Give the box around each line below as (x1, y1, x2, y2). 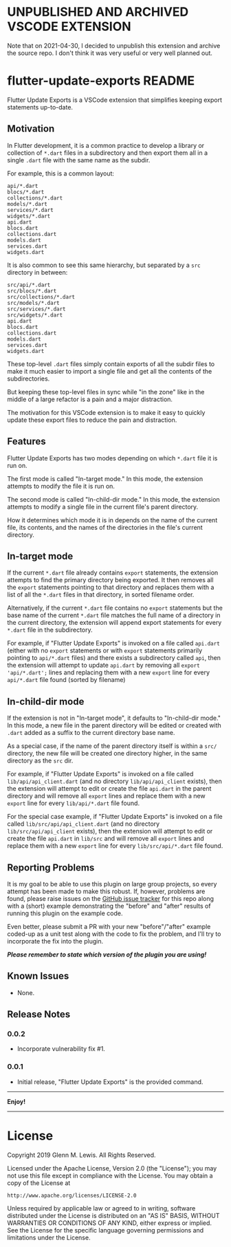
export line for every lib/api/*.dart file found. (7, 799, 140, 807)
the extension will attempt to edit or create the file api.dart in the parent (7, 785, 212, 793)
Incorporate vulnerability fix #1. (16, 1045, 105, 1053)
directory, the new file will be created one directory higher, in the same (7, 749, 208, 758)
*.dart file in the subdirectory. (7, 626, 93, 634)
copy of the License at (7, 1178, 71, 1187)
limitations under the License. (7, 1233, 91, 1241)
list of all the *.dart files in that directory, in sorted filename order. (7, 590, 195, 599)
